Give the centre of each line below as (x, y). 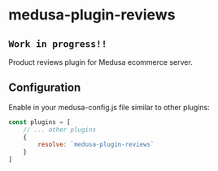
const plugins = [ (39, 122)
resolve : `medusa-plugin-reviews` (96, 145)
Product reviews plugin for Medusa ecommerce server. (100, 62)
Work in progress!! (58, 44)
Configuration (45, 88)
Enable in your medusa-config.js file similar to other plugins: (109, 107)
